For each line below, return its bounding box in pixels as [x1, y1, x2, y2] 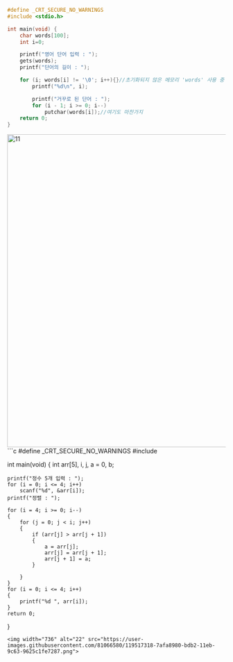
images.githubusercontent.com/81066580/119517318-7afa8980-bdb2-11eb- [7, 642, 216, 649]
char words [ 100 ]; [19, 32, 70, 39]
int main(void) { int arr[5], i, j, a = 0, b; [7, 460, 114, 469]
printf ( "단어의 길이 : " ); [19, 64, 90, 71]
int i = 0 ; [19, 38, 45, 45]
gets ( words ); [19, 58, 58, 65]
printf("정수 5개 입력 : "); [7, 475, 85, 483]
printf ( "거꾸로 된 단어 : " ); [32, 95, 111, 102]
